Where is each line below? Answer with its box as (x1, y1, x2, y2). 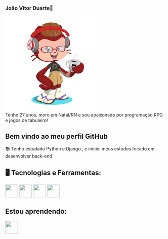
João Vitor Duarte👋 (5, 5, 53, 12)
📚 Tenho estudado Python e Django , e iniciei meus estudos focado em (5, 146, 155, 152)
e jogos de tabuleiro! (5, 117, 48, 124)
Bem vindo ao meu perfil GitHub (5, 132, 108, 141)
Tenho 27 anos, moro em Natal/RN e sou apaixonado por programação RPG (5, 112, 163, 118)
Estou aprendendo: (5, 207, 67, 216)
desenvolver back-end (5, 153, 52, 159)
